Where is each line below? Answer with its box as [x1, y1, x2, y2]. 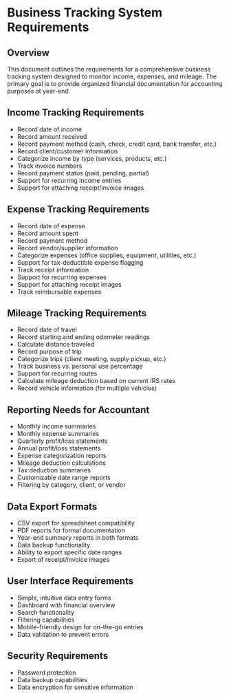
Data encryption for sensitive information [17, 683, 133, 691]
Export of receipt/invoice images [17, 556, 110, 564]
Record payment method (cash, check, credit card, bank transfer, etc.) [17, 140, 217, 148]
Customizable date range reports [17, 473, 111, 482]
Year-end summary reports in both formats [17, 534, 139, 542]
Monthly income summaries [17, 422, 96, 430]
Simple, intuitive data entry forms [17, 593, 111, 602]
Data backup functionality [17, 541, 91, 549]
